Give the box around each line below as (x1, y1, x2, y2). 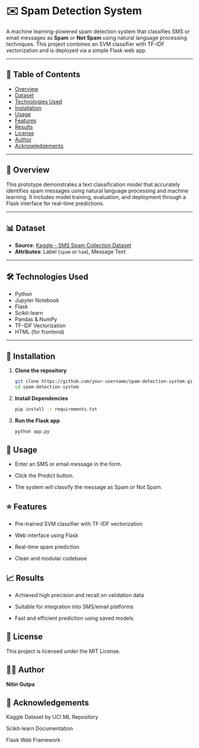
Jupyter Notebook (14, 297, 59, 304)
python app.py (14, 428, 50, 434)
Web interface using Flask (14, 532, 79, 539)
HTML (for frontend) (14, 329, 65, 336)
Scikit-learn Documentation (6, 725, 73, 732)
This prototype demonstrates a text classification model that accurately (6, 181, 181, 188)
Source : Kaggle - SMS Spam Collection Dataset (14, 242, 131, 249)
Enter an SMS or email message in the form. (14, 460, 123, 468)
